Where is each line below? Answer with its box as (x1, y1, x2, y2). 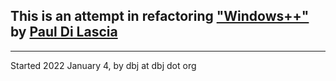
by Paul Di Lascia (10, 24, 118, 41)
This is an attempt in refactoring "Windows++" (10, 8, 310, 25)
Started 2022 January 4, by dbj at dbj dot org (10, 59, 197, 71)
